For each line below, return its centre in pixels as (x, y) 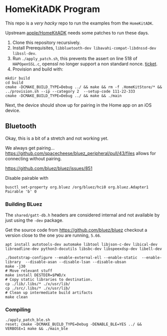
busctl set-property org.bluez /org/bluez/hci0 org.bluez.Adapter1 (77, 187)
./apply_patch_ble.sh (28, 320)
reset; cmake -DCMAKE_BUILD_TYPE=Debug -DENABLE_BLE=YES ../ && (73, 324)
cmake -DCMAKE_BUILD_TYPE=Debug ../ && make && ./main (63, 96)
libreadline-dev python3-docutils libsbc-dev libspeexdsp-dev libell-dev (84, 249)
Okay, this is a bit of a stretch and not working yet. (57, 138)
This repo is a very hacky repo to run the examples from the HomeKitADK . (79, 23)
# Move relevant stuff (29, 271)
